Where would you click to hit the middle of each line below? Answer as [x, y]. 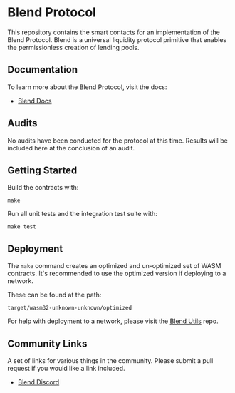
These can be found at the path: [54, 295]
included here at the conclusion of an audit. [71, 148]
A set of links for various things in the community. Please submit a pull [110, 361]
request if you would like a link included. [67, 368]
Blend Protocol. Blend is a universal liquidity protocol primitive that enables [117, 39]
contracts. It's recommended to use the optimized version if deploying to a [117, 274]
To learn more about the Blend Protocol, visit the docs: [87, 87]
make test [22, 227]
